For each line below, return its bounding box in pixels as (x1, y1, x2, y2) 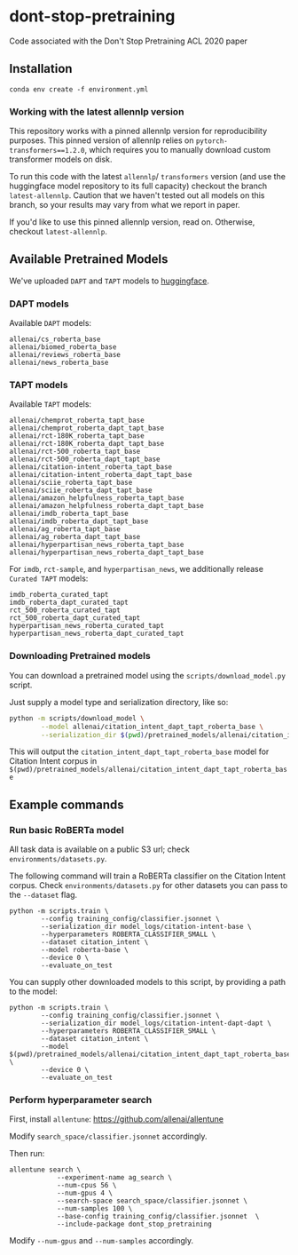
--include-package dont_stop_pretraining (56, 1219, 213, 1229)
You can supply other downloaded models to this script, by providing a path (9, 977, 286, 988)
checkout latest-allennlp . (9, 226, 108, 237)
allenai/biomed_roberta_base (9, 343, 117, 352)
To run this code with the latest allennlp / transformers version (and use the (9, 171, 286, 182)
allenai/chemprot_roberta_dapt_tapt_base (9, 424, 165, 433)
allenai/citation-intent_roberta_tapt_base (9, 463, 173, 472)
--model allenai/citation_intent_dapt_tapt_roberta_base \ (41, 722, 264, 731)
